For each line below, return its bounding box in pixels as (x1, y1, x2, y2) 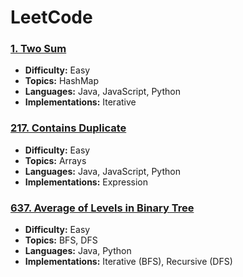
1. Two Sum (10, 42, 67, 56)
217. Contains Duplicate (10, 121, 127, 135)
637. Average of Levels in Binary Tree (10, 201, 195, 215)
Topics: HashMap (24, 75, 99, 87)
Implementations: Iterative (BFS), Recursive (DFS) (24, 256, 233, 268)
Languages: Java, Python (24, 245, 132, 257)
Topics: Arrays (24, 154, 87, 166)
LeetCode (10, 6, 93, 29)
